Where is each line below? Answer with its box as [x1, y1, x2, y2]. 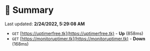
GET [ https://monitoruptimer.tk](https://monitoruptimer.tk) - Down [11, 36, 146, 42]
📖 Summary [4, 4, 54, 16]
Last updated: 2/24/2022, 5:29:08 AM [4, 21, 85, 27]
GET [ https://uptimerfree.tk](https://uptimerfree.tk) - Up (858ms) [11, 30, 144, 36]
